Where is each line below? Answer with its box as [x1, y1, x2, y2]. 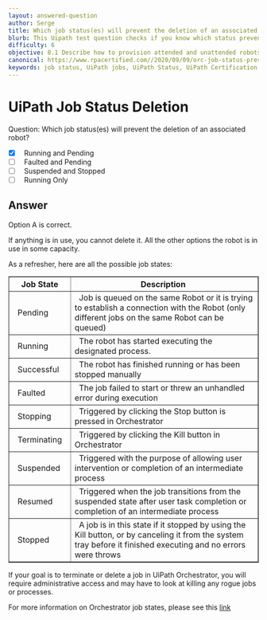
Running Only [23, 175, 68, 184]
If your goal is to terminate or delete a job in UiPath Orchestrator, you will [8, 570, 246, 579]
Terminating [17, 434, 62, 445]
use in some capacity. [8, 244, 80, 253]
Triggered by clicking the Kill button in [79, 429, 221, 440]
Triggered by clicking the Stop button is [79, 406, 226, 417]
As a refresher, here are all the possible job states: [8, 259, 173, 269]
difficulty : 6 [8, 41, 56, 49]
